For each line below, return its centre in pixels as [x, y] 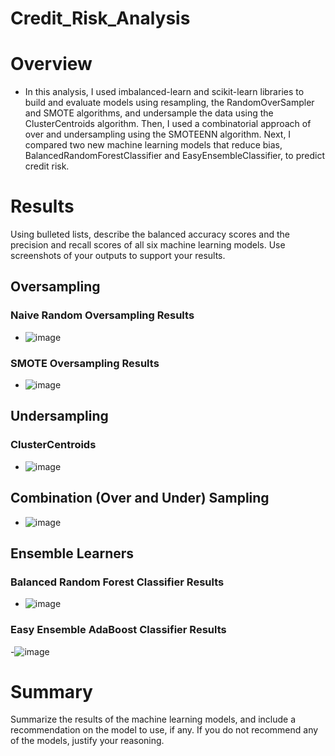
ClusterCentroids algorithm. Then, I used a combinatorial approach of [168, 124]
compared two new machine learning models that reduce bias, [153, 145]
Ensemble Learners [72, 553]
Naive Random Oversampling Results [102, 315]
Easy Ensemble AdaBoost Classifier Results [118, 630]
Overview [51, 64]
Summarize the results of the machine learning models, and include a [153, 719]
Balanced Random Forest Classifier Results [117, 582]
